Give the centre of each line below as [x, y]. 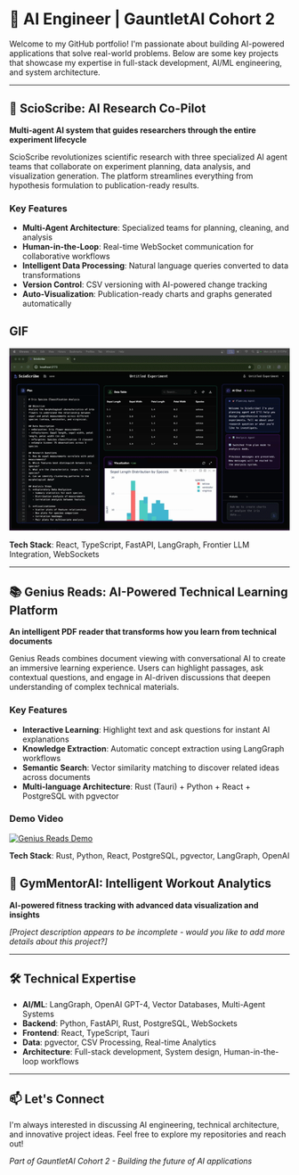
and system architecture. [55, 72]
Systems [38, 1014]
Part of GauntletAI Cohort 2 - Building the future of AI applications [131, 1161]
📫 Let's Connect [57, 1099]
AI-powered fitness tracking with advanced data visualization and [134, 905]
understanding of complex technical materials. [94, 687]
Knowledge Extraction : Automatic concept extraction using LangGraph [153, 748]
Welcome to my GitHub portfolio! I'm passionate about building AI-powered [147, 44]
